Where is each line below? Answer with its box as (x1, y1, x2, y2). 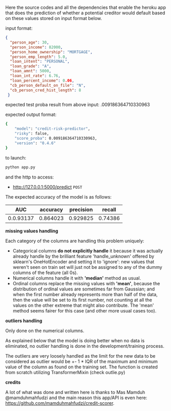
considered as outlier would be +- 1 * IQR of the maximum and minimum (5, 358, 158, 364)
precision (69, 206, 93, 213)
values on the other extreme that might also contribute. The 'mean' (12, 302, 154, 308)
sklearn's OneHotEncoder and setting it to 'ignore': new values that (12, 259, 155, 265)
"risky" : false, (14, 131, 50, 136)
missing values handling (5, 228, 58, 234)
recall (102, 206, 116, 213)
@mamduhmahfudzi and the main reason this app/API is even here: (5, 395, 147, 401)
